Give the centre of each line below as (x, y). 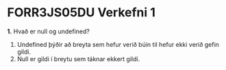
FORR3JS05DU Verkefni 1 (81, 13)
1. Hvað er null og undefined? (49, 31)
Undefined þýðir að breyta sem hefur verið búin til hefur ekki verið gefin (118, 44)
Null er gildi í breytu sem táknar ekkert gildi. (78, 58)
